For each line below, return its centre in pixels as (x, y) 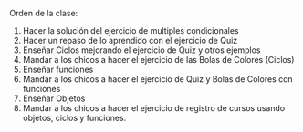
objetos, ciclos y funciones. (74, 118)
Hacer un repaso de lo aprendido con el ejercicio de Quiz (130, 41)
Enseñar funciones (58, 69)
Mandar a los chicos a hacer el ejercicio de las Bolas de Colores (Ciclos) (158, 60)
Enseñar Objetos (54, 98)
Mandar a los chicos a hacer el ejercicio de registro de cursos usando (154, 108)
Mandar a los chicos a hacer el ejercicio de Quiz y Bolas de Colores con (158, 79)
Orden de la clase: (44, 13)
